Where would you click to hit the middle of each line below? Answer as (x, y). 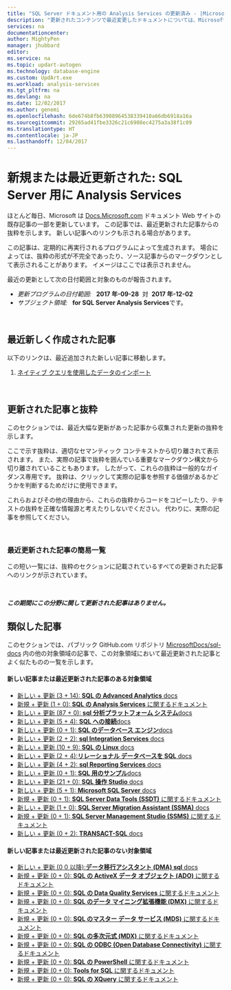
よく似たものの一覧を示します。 (52, 662)
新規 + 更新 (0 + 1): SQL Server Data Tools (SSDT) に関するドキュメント (119, 799)
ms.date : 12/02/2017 (37, 103)
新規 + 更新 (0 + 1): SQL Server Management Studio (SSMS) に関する (116, 816)
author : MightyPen (33, 39)
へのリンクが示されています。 (49, 575)
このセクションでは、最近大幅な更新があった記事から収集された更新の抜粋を (115, 427)
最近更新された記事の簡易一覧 (57, 550)
